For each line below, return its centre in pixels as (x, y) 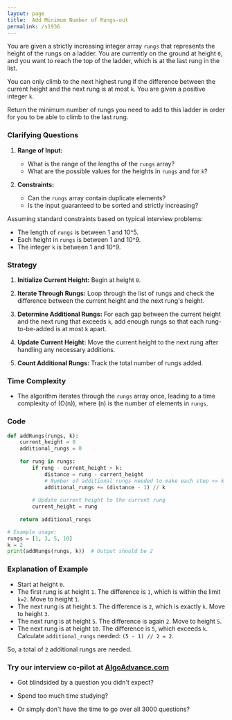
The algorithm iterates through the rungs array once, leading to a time (116, 396)
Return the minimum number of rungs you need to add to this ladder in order (116, 110)
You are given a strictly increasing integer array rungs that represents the (111, 46)
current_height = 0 (48, 442)
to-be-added (35, 328)
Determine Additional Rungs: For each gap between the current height (119, 314)
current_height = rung (65, 507)
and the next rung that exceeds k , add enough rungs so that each (110, 321)
